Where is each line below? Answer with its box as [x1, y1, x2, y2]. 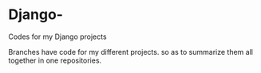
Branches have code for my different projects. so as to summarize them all [8, 47, 254, 56]
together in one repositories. [8, 56, 102, 65]
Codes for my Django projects [8, 32, 107, 41]
